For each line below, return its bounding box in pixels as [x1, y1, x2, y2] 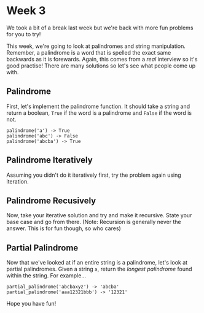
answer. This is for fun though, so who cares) [6, 225, 121, 232]
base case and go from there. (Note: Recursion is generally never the [6, 218, 181, 226]
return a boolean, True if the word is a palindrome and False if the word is [6, 109, 192, 117]
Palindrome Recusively [6, 195, 96, 206]
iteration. [6, 177, 29, 185]
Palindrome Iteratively [6, 155, 93, 166]
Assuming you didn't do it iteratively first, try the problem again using [6, 171, 181, 179]
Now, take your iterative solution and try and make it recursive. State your [6, 212, 192, 219]
